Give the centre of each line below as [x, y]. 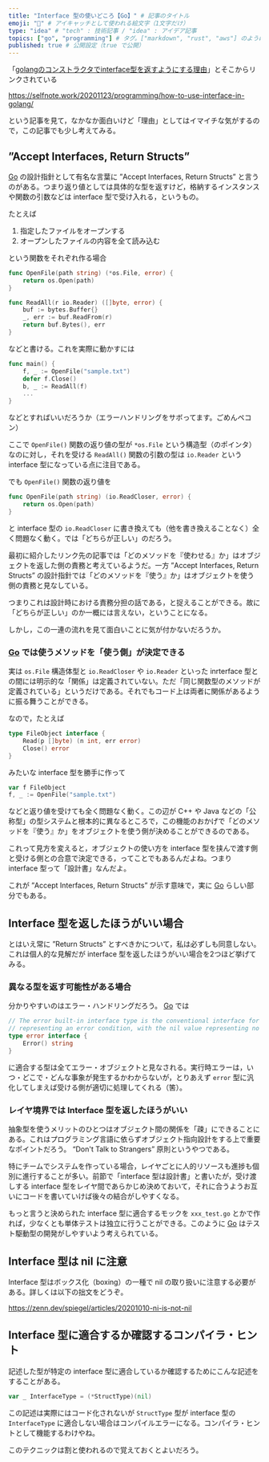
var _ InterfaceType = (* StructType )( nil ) [80, 1396]
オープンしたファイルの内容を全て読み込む [90, 241]
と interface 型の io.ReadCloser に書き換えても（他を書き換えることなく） [130, 528]
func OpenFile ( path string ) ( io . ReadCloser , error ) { [100, 497]
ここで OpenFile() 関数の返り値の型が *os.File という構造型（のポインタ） [132, 445]
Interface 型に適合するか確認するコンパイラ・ [122, 1336]
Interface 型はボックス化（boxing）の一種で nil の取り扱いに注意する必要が [132, 1281]
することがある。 [36, 1381]
